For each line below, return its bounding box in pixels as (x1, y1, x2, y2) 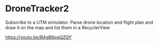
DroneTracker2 (5, 3, 69, 14)
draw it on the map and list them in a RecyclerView (5, 24, 110, 30)
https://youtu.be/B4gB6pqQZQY (5, 34, 72, 40)
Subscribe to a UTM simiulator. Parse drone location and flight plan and (5, 19, 153, 25)
